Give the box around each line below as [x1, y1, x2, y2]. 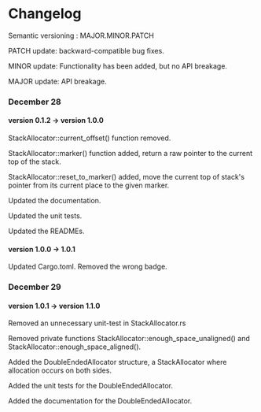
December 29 [8, 281, 61, 292]
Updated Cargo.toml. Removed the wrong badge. [8, 262, 167, 272]
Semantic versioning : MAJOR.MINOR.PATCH [8, 31, 155, 40]
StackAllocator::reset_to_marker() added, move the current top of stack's [8, 173, 245, 182]
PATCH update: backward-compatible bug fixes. [8, 46, 165, 55]
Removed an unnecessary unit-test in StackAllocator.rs [8, 318, 186, 328]
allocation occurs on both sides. [8, 366, 112, 375]
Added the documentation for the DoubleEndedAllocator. [8, 396, 193, 406]
